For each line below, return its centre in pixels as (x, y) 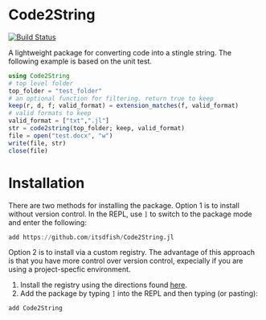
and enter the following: (47, 222)
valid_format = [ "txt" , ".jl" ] (59, 121)
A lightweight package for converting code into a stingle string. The (120, 52)
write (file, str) (37, 143)
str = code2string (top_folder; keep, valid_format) (96, 129)
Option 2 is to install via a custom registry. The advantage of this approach (132, 252)
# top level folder (41, 83)
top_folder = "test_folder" (55, 91)
